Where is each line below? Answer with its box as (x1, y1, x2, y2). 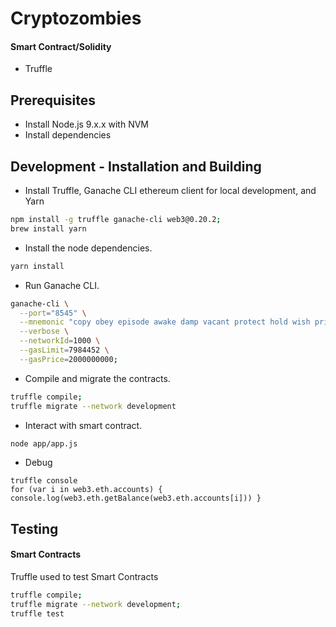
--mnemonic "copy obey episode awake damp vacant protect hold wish (19, 317, 311, 327)
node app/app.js (10, 438, 78, 449)
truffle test (10, 608, 65, 619)
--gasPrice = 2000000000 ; (19, 354, 118, 364)
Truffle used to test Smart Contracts (10, 570, 159, 582)
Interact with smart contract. (24, 419, 143, 431)
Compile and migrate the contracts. (24, 372, 171, 384)
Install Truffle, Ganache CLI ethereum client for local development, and (24, 185, 317, 197)
